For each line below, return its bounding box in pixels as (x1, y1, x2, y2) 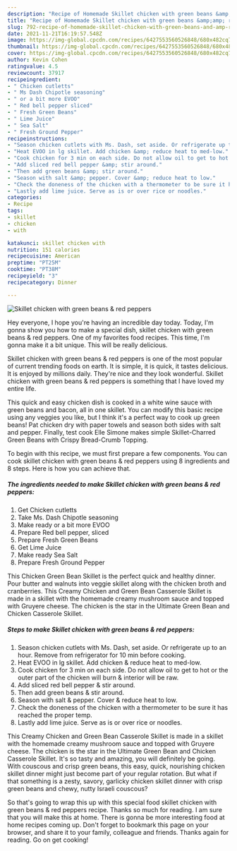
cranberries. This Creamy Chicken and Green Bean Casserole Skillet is (7, 586, 212, 595)
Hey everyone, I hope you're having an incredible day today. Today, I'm (7, 318, 214, 327)
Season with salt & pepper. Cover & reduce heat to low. (17, 696, 178, 704)
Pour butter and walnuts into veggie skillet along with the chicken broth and (7, 579, 227, 588)
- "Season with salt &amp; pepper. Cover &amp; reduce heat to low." (7, 174, 217, 181)
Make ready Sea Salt (17, 550, 78, 559)
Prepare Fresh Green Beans (17, 536, 99, 544)
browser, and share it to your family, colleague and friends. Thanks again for (7, 828, 229, 836)
